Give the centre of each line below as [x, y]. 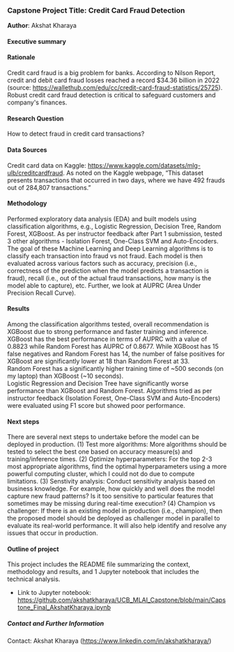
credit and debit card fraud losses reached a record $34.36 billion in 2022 [114, 80]
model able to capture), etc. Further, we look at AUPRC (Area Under [104, 285]
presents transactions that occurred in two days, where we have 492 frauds [116, 180]
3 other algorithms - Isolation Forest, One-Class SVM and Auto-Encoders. [113, 241]
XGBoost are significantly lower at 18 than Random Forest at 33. [99, 361]
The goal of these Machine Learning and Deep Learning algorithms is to [110, 248]
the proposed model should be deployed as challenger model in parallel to [114, 518]
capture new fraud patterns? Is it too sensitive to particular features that [110, 496]
